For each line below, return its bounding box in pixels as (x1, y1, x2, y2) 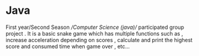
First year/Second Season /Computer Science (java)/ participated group (5, 23, 185, 31)
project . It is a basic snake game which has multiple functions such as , (5, 30, 183, 37)
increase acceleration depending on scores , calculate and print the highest (5, 36, 193, 43)
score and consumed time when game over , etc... (5, 43, 130, 50)
